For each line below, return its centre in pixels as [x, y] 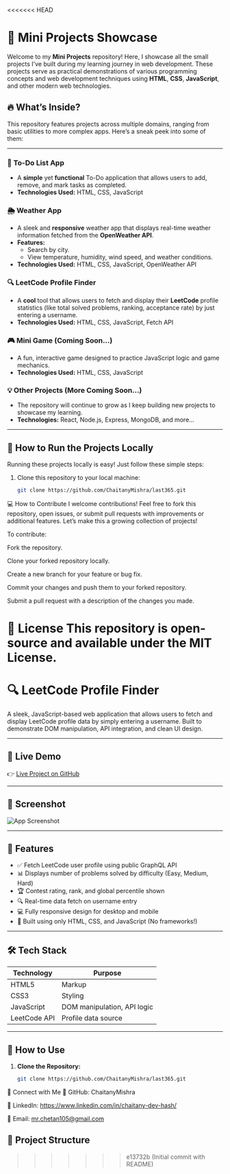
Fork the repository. [35, 547]
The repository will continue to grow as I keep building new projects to [116, 405]
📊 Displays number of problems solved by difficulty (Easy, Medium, [113, 873]
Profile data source [92, 1018]
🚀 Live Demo [34, 757]
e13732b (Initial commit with [166, 1157]
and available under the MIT [131, 643]
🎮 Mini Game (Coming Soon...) [60, 341]
